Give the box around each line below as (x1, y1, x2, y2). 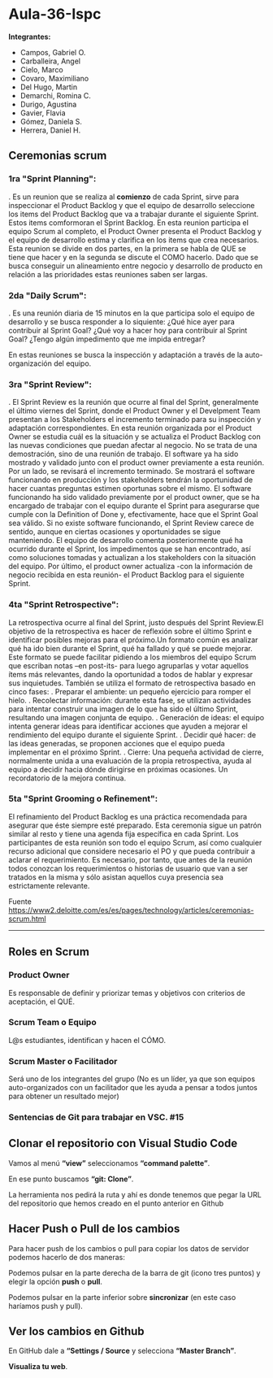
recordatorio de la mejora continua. (8, 773, 127, 783)
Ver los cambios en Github (8, 1324, 145, 1338)
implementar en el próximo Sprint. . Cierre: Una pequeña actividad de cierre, (8, 747, 264, 757)
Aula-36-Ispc (8, 5, 102, 24)
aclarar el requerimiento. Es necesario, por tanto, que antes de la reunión (8, 854, 253, 864)
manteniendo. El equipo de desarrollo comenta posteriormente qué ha (8, 536, 244, 546)
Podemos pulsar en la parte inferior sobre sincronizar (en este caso (8, 1292, 236, 1302)
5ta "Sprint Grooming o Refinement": (8, 793, 158, 805)
